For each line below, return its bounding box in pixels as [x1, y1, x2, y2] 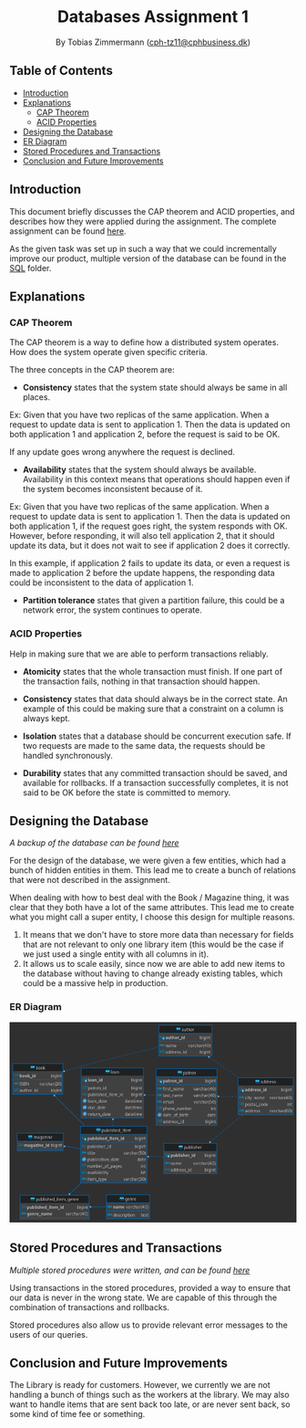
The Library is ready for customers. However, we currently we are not [9, 1380, 270, 1391]
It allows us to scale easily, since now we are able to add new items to [22, 959, 285, 970]
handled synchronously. [22, 750, 114, 761]
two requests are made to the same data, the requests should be [22, 740, 266, 751]
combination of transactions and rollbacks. [9, 1301, 170, 1312]
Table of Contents [9, 63, 114, 79]
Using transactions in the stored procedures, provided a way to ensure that [9, 1282, 291, 1293]
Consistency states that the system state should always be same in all [22, 382, 288, 394]
